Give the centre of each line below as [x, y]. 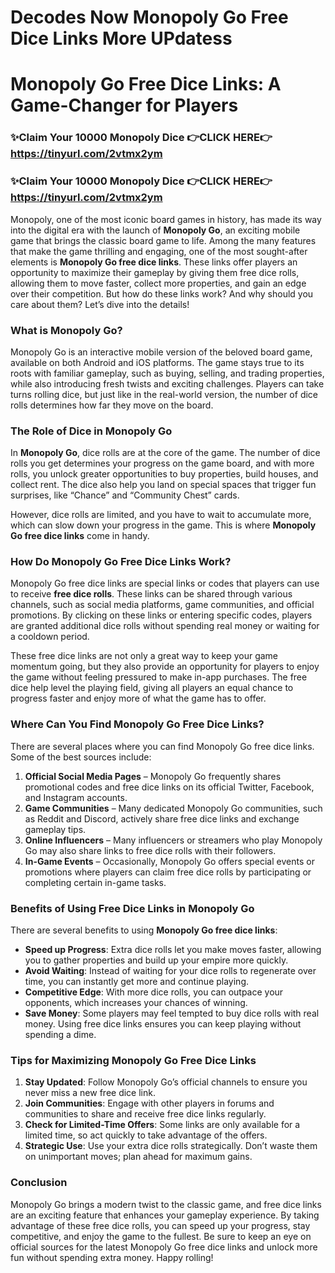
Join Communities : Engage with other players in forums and [149, 1103]
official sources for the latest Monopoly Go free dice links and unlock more [164, 1247]
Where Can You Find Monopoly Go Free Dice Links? [137, 724]
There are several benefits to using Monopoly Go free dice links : [144, 930]
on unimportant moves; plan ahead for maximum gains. [138, 1157]
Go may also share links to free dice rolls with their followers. [150, 850]
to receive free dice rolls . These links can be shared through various [151, 594]
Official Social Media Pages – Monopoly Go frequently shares [153, 776]
